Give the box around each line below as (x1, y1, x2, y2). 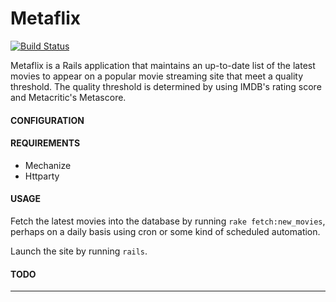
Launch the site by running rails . (10, 245, 148, 257)
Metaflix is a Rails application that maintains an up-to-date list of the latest (10, 59, 316, 71)
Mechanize (24, 159, 72, 171)
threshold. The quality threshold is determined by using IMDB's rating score (10, 80, 322, 92)
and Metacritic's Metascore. (10, 91, 127, 103)
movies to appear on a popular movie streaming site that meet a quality (10, 70, 304, 82)
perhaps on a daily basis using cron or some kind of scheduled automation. (10, 225, 321, 237)
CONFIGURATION (10, 114, 85, 126)
